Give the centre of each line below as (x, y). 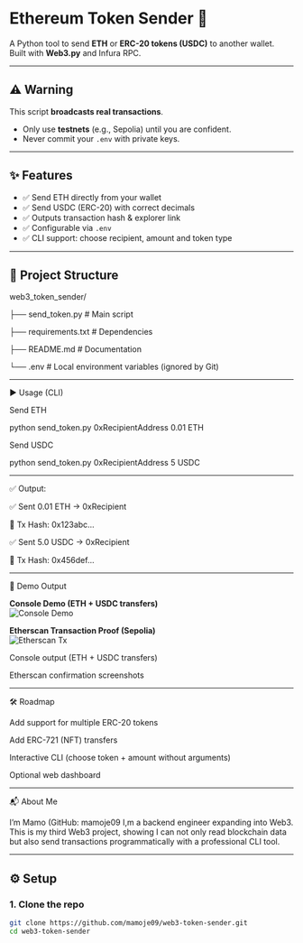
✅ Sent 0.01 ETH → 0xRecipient (68, 507)
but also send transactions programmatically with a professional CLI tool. (145, 842)
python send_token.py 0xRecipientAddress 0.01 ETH (107, 428)
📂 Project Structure (64, 275)
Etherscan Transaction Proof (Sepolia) (83, 631)
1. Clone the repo (47, 904)
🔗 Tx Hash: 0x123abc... (52, 525)
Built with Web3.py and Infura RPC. (75, 52)
